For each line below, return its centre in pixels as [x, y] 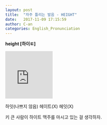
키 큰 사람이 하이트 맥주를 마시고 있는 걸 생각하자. [54, 117]
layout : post [19, 10]
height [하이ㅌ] [21, 44]
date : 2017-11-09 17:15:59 [36, 19]
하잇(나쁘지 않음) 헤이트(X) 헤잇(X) [40, 106]
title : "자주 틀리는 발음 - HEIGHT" [41, 15]
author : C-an [19, 24]
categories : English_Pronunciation [43, 29]
